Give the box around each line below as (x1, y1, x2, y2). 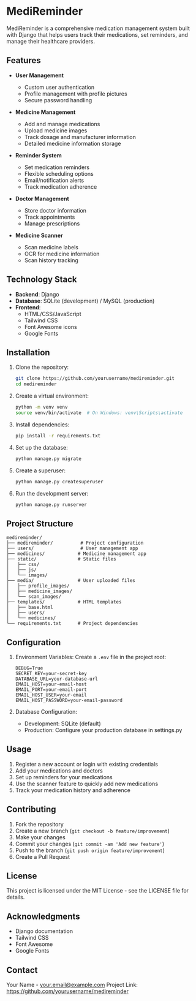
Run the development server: (15, 489, 89, 497)
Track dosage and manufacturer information (24, 133, 136, 140)
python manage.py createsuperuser (15, 478, 104, 485)
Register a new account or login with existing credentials (15, 760, 158, 768)
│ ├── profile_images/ (6, 583, 70, 589)
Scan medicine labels (24, 243, 78, 251)
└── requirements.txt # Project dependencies (6, 621, 138, 627)
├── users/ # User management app (6, 545, 138, 552)
